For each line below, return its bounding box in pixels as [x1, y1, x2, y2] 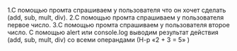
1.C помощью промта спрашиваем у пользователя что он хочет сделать [7, 6, 226, 14]
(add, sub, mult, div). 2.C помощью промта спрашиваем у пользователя [7, 13, 224, 22]
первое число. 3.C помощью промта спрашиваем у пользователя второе [7, 21, 230, 29]
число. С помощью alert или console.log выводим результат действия [7, 28, 219, 36]
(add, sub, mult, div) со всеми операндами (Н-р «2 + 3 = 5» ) [7, 36, 190, 44]
